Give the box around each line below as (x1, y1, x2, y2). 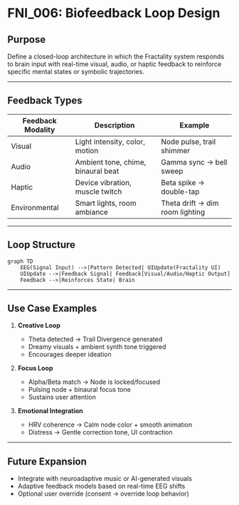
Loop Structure (7, 239, 76, 251)
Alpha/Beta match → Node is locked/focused (28, 378, 161, 386)
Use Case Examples (7, 303, 97, 315)
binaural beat (75, 166, 119, 176)
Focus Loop (17, 364, 53, 373)
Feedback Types (7, 95, 83, 107)
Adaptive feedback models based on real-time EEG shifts (17, 482, 186, 491)
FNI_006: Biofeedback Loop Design (7, 5, 221, 21)
